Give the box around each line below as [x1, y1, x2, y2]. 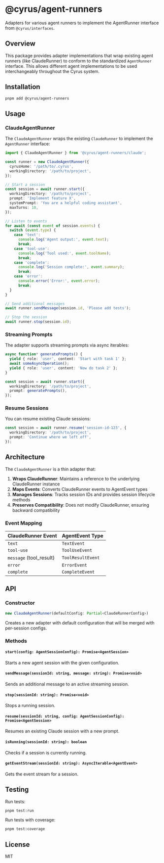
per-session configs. [5, 625, 47, 631]
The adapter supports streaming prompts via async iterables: [5, 342, 129, 348]
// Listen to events [5, 219, 48, 224]
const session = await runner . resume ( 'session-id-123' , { [5, 426, 127, 431]
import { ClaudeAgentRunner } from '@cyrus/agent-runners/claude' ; [5, 150, 147, 155]
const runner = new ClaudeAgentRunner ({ [5, 159, 90, 164]
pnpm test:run [5, 808, 34, 813]
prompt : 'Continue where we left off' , [9, 434, 92, 440]
